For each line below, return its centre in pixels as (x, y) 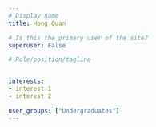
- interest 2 (30, 96)
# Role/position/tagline (50, 60)
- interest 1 (30, 89)
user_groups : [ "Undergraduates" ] (64, 111)
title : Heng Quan (37, 23)
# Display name (34, 16)
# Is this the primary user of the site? (78, 38)
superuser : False (37, 45)
